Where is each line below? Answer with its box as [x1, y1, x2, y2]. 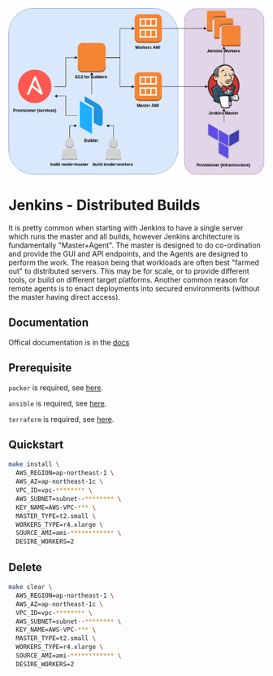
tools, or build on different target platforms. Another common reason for [8, 275, 249, 284]
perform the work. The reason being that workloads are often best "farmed [8, 257, 260, 267]
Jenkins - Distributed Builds [8, 196, 201, 215]
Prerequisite [8, 361, 72, 375]
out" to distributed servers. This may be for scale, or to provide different [8, 266, 249, 276]
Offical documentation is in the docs [8, 337, 130, 347]
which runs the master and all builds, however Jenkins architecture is [8, 232, 240, 241]
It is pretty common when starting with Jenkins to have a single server [8, 223, 244, 232]
